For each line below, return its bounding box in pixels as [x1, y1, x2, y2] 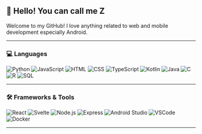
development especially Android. [6, 28, 88, 36]
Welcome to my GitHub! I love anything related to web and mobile [6, 22, 168, 29]
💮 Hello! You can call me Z [6, 6, 105, 16]
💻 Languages [6, 49, 47, 58]
